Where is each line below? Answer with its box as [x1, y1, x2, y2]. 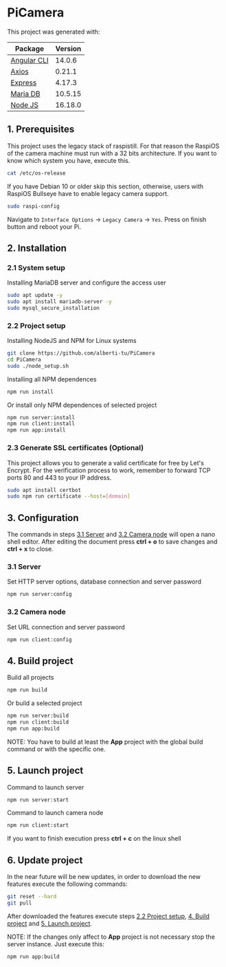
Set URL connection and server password [7, 623, 125, 631]
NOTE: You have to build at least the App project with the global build [7, 737, 203, 746]
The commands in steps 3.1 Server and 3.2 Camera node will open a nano [7, 531, 216, 539]
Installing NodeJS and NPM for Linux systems [7, 337, 137, 345]
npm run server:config [7, 591, 72, 598]
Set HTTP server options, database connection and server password [7, 577, 201, 586]
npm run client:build [7, 719, 69, 726]
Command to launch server [7, 783, 84, 791]
